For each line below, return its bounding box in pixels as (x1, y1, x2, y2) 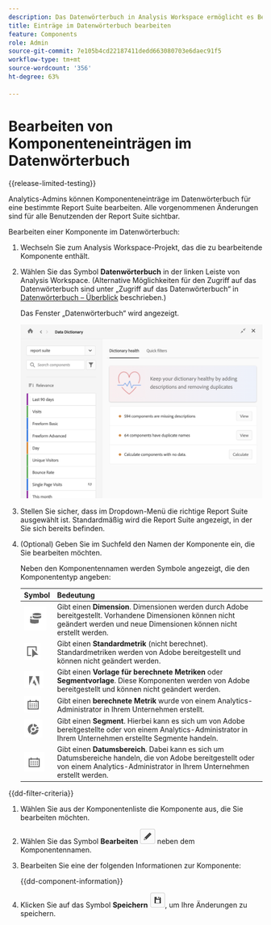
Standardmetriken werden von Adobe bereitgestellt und (56, 648, 241, 657)
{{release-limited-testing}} (8, 178, 97, 188)
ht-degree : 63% (8, 73, 60, 81)
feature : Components (8, 30, 78, 38)
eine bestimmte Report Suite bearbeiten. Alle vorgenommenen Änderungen (8, 202, 259, 212)
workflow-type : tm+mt (8, 56, 81, 64)
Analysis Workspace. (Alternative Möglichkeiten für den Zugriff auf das (19, 275, 256, 285)
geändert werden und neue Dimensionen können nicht (56, 619, 238, 628)
